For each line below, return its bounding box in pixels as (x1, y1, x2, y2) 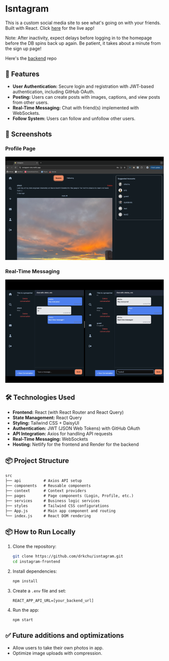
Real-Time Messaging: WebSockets (12, 436, 88, 442)
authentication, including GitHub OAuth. (12, 89, 95, 95)
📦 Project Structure (5, 456, 69, 465)
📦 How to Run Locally (5, 527, 76, 536)
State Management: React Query (12, 414, 82, 421)
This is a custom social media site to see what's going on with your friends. (5, 20, 161, 26)
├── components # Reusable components (5, 483, 92, 488)
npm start (12, 618, 34, 623)
